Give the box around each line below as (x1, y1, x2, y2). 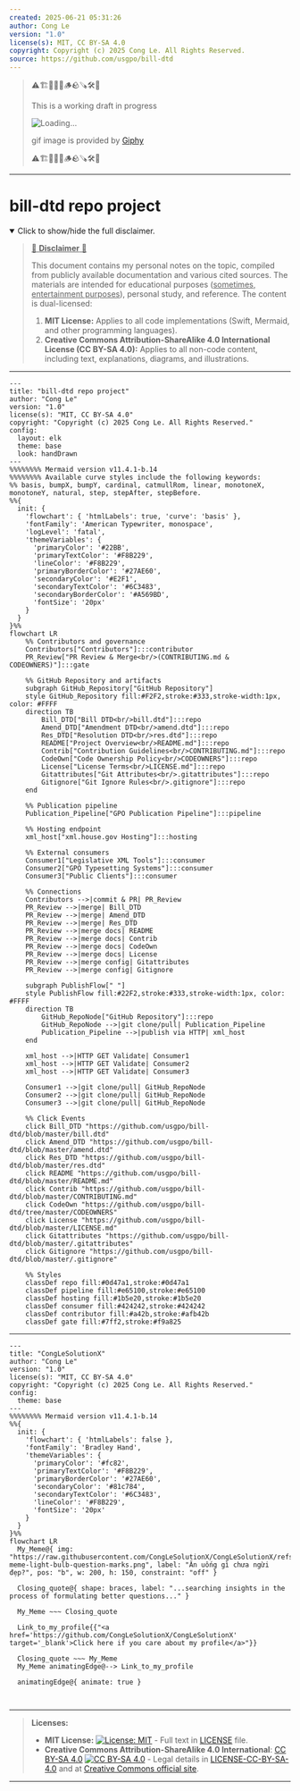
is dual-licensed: (30, 298, 93, 308)
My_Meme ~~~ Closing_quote (17, 1607, 118, 1616)
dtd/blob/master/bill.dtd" (9, 1130, 110, 1139)
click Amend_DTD (25, 1137, 87, 1147)
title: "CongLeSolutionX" (9, 1349, 105, 1358)
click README (25, 1168, 74, 1178)
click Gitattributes (25, 1231, 102, 1240)
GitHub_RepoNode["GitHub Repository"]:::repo (41, 1012, 214, 1022)
